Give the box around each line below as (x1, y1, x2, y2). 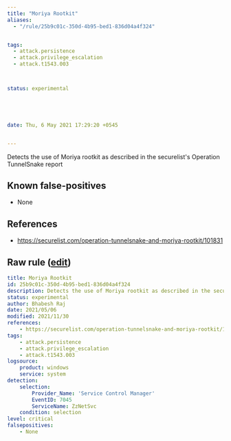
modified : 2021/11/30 (7, 313, 69, 320)
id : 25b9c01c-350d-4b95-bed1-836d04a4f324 (7, 280, 131, 288)
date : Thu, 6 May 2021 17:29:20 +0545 (7, 121, 118, 128)
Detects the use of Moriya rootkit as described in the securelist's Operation (7, 152, 220, 161)
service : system (19, 371, 67, 378)
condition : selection (19, 409, 81, 416)
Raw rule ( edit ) (7, 256, 71, 268)
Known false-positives (7, 180, 107, 192)
